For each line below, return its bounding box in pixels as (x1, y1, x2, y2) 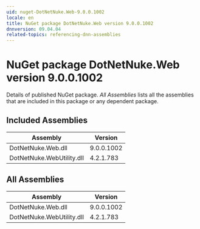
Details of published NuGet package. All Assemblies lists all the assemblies (6, 91, 195, 98)
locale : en (6, 15, 34, 21)
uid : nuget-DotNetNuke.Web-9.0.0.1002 (6, 9, 105, 15)
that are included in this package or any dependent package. (6, 98, 159, 105)
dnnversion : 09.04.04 (6, 26, 61, 32)
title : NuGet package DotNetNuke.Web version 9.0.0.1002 (6, 20, 154, 26)
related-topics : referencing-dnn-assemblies (6, 32, 121, 38)
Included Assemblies (6, 115, 88, 126)
